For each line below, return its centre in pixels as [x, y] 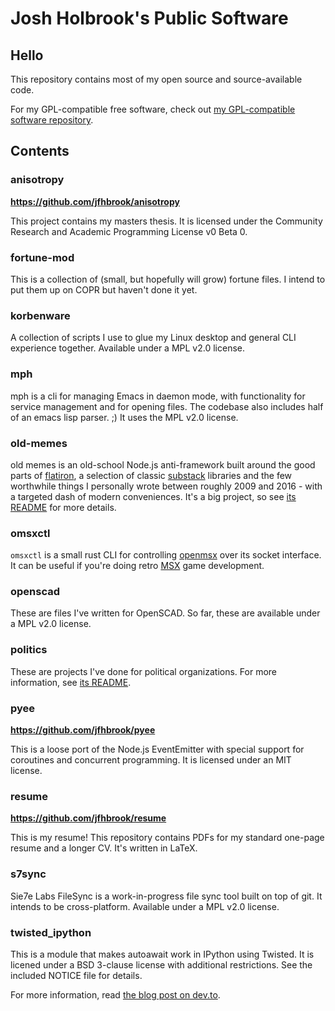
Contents [40, 151]
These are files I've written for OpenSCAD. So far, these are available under [165, 613]
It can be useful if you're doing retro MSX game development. [137, 566]
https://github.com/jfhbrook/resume [88, 818]
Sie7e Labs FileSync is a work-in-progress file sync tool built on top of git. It [166, 896]
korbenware [40, 315]
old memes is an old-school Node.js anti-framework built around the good [163, 464]
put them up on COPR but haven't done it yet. [104, 289]
